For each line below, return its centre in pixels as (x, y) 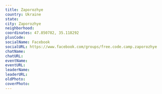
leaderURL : (16, 75)
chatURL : (14, 56)
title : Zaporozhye (24, 10)
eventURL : (15, 65)
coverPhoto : (17, 84)
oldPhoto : (15, 79)
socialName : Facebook (28, 42)
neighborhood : (20, 28)
